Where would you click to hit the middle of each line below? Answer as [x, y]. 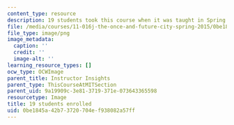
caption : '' [31, 46]
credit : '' [29, 53]
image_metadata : [31, 40]
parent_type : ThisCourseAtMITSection [62, 85]
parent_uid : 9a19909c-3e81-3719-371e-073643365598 [82, 91]
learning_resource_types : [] [49, 65]
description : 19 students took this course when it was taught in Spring [117, 20]
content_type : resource [42, 14]
